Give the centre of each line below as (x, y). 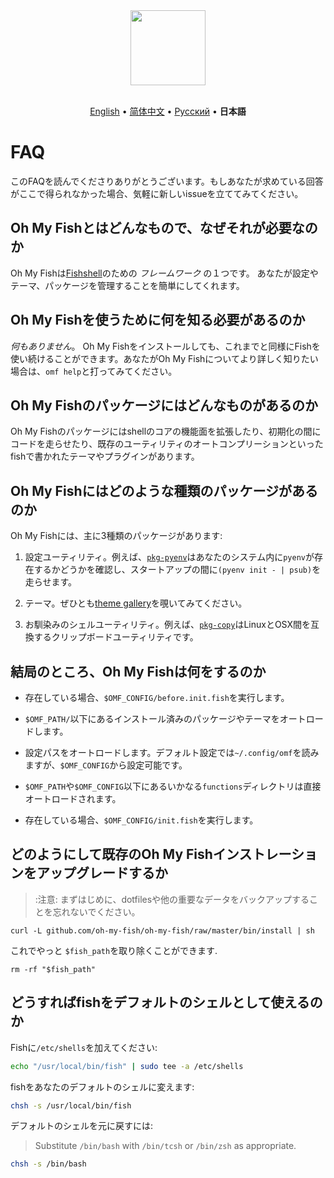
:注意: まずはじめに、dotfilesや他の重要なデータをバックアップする (172, 899)
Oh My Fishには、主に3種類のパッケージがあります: (116, 536)
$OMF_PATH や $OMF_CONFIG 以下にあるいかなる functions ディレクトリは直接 (173, 786)
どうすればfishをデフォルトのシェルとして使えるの (166, 1002)
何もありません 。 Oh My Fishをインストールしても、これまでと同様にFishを (165, 346)
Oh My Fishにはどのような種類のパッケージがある (164, 490)
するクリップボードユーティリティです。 (116, 637)
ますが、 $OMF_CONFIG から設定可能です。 (106, 765)
